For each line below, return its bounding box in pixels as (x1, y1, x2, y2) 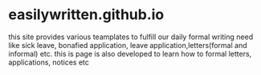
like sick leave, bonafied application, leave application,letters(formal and (8, 40, 247, 49)
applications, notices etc (8, 57, 90, 67)
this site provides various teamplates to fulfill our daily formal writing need (8, 32, 254, 41)
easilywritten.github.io (8, 6, 165, 24)
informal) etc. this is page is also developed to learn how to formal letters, (8, 49, 252, 58)
